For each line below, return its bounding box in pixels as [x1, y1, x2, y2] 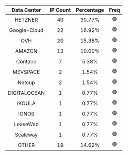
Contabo [16, 58, 37, 65]
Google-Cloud [9, 26, 44, 33]
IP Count [49, 7, 71, 13]
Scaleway [15, 131, 38, 138]
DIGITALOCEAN [8, 89, 45, 96]
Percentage [75, 7, 104, 13]
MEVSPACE [12, 68, 40, 75]
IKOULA [17, 100, 36, 107]
